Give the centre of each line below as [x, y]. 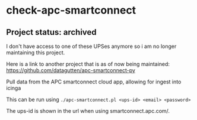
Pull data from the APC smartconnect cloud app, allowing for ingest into [94, 82]
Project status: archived [51, 32]
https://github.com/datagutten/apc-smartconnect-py [71, 70]
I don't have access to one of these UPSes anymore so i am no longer [91, 46]
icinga [14, 88]
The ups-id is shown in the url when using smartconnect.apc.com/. [88, 111]
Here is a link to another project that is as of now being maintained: [88, 64]
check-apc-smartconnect [71, 10]
